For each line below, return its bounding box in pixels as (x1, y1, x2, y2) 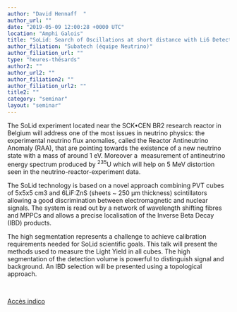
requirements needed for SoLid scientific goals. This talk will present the (7, 239, 218, 248)
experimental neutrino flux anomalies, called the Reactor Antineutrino (7, 136, 209, 144)
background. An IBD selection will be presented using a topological (7, 262, 202, 270)
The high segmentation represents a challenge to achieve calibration (7, 232, 207, 240)
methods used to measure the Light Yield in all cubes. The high (7, 247, 190, 256)
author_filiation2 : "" (7, 75, 74, 83)
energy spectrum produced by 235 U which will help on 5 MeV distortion (7, 158, 215, 168)
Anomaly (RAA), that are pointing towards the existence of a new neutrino (7, 144, 221, 152)
